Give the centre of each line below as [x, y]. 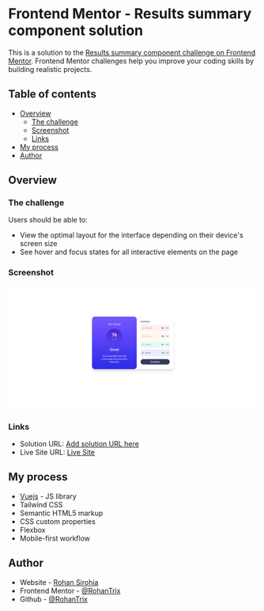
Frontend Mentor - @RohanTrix [70, 590]
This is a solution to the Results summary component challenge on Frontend [132, 52]
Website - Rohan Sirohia [59, 582]
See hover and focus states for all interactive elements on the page [129, 252]
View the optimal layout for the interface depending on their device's [131, 235]
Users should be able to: [48, 220]
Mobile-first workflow [55, 538]
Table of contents [52, 95]
